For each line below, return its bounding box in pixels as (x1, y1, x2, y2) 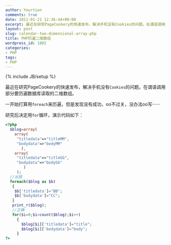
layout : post (5, 26, 33, 32)
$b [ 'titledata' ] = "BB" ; (14, 188, 63, 194)
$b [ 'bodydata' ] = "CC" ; (14, 193, 60, 199)
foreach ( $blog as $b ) (10, 179, 56, 184)
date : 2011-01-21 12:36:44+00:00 (5, 17, 76, 22)
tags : (5, 55, 17, 60)
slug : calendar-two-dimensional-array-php (5, 31, 97, 36)
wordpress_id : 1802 (5, 41, 47, 46)
